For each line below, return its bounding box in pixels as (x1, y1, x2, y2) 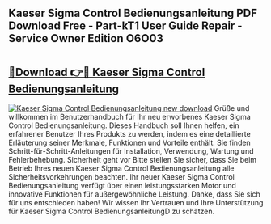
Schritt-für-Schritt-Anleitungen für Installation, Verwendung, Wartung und (8, 146, 254, 156)
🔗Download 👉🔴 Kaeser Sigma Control (8, 65, 205, 79)
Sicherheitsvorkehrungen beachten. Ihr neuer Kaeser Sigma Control (8, 172, 235, 181)
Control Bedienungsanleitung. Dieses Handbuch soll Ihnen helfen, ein (8, 120, 239, 130)
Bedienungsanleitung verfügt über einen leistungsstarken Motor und (8, 181, 236, 190)
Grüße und (214, 104, 250, 112)
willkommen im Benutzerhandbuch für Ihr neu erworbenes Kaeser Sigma (8, 112, 251, 121)
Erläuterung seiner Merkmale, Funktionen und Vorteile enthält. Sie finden (8, 137, 251, 147)
